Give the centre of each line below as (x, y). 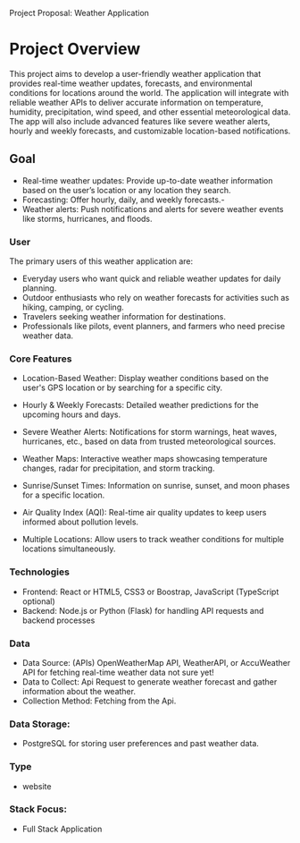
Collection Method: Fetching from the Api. (99, 701)
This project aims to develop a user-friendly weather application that (135, 73)
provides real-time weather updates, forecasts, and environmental (131, 83)
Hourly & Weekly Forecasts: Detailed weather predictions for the (140, 405)
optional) (38, 601)
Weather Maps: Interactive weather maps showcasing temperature (145, 459)
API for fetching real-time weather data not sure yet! (118, 672)
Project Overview (75, 49)
